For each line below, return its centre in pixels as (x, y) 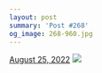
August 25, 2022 (40, 60)
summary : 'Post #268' (49, 26)
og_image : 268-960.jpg (51, 33)
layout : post (33, 17)
